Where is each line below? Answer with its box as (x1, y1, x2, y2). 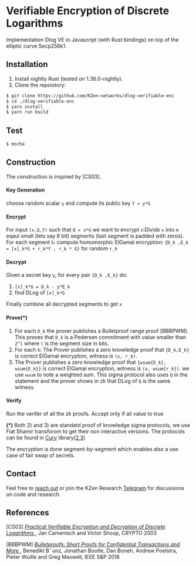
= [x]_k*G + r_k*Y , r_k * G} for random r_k (6, 245, 117, 252)
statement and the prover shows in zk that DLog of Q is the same (14, 377, 171, 384)
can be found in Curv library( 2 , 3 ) (6, 434, 86, 441)
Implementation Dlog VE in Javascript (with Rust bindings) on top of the (6, 36, 179, 43)
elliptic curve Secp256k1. (6, 42, 67, 49)
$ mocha (6, 141, 25, 147)
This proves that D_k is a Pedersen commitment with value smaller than (14, 333, 187, 340)
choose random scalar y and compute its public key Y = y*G (6, 199, 151, 207)
